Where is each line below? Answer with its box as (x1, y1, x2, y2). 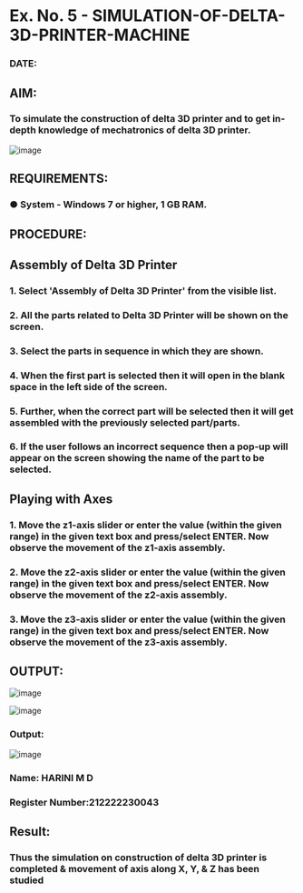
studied (9, 874, 44, 887)
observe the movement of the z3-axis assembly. (9, 636, 229, 648)
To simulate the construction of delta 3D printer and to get (9, 113, 270, 125)
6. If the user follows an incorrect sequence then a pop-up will (9, 440, 288, 453)
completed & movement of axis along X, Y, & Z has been (9, 862, 260, 875)
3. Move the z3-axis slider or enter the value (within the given (9, 613, 286, 626)
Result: (9, 824, 51, 839)
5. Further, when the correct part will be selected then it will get (9, 405, 294, 417)
